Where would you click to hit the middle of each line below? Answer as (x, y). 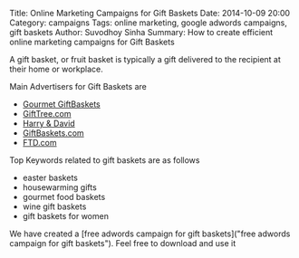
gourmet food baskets (64, 197)
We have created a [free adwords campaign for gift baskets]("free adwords (150, 234)
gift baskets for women (65, 216)
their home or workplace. (57, 69)
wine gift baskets (54, 206)
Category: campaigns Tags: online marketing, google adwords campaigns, (148, 23)
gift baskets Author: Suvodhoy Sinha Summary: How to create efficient (141, 32)
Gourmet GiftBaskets (62, 104)
